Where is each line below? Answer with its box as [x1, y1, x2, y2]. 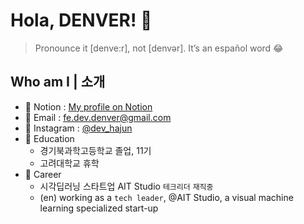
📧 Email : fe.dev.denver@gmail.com [24, 111, 172, 123]
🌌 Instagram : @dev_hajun [24, 122, 133, 134]
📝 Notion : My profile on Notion [24, 100, 153, 113]
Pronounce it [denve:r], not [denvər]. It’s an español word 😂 [34, 42, 284, 54]
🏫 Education [24, 132, 75, 144]
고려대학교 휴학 [39, 157, 100, 169]
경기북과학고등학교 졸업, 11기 [39, 144, 152, 156]
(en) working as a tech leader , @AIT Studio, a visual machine [39, 191, 294, 203]
